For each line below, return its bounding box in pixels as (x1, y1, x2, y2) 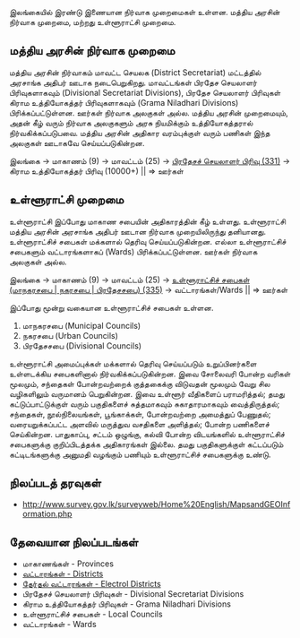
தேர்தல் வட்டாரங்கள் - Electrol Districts (21, 579, 161, 590)
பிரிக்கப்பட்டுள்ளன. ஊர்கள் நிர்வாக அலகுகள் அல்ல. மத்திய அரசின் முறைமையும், (9, 107, 288, 118)
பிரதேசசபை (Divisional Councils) (21, 340, 141, 351)
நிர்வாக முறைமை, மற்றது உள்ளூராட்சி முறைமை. (9, 17, 176, 27)
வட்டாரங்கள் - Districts (21, 568, 104, 580)
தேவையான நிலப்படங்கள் (9, 534, 139, 549)
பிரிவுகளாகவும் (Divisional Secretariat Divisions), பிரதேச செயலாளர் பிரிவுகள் (9, 87, 281, 98)
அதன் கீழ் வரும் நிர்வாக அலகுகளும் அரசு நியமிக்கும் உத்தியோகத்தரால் (9, 117, 253, 128)
